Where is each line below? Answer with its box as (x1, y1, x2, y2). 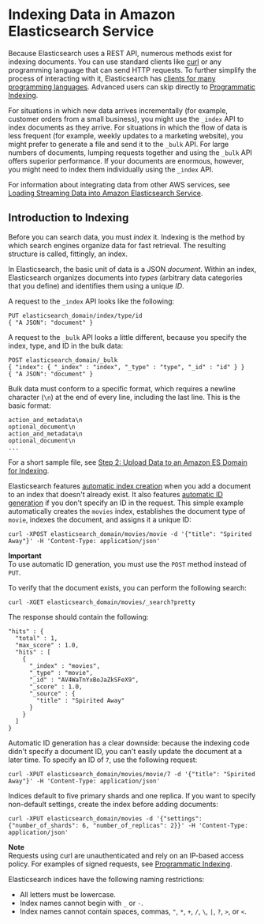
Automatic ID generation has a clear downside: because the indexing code (8, 737, 250, 748)
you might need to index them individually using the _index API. (8, 164, 214, 174)
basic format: (8, 401, 51, 410)
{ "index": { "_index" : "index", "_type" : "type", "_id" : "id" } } (8, 363, 245, 371)
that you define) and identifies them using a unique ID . (8, 281, 184, 290)
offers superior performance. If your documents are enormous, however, (8, 156, 244, 165)
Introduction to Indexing (8, 211, 129, 224)
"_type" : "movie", (28, 669, 93, 677)
